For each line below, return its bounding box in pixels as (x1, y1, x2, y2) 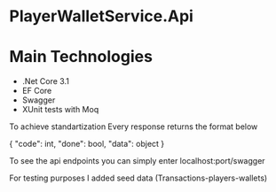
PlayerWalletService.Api (9, 6, 193, 27)
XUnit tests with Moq (21, 104, 99, 115)
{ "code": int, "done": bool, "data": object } (9, 139, 165, 150)
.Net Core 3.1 (21, 76, 69, 87)
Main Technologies (9, 47, 154, 67)
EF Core (21, 86, 52, 96)
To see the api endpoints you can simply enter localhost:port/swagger (9, 156, 265, 166)
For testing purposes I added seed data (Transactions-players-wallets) (9, 173, 268, 183)
